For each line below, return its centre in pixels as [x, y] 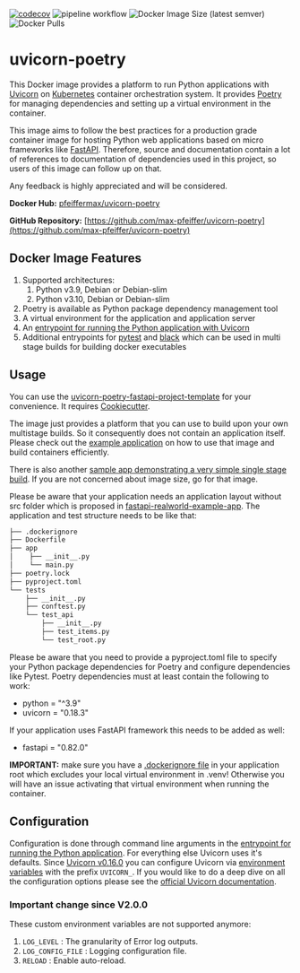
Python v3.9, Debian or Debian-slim [101, 289]
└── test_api [50, 615]
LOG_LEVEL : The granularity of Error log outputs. [110, 941]
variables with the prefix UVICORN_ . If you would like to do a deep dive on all [147, 872]
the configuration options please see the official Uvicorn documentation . [143, 881]
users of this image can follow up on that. [86, 168]
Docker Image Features [75, 259]
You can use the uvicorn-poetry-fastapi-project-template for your [130, 396]
